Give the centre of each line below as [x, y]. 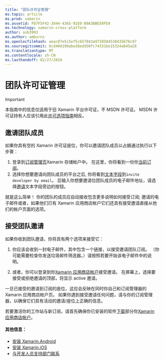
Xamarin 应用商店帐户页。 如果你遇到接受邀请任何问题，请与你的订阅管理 [79, 294]
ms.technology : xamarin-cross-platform [46, 28]
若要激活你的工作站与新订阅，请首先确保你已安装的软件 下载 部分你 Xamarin [80, 311]
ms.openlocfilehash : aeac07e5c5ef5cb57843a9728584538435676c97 [71, 42]
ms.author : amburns [25, 37]
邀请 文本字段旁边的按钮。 [42, 186]
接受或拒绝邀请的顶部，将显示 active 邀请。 [56, 278]
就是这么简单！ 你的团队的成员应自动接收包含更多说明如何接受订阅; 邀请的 [80, 197]
